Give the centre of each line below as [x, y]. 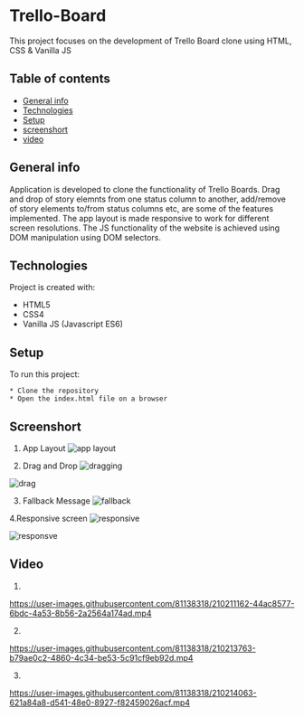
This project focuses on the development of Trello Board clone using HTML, [151, 41]
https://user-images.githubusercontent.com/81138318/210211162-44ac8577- [152, 603]
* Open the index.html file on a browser [89, 399]
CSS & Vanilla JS [41, 50]
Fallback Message [56, 501]
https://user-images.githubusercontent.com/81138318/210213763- [133, 648]
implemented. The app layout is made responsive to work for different [139, 218]
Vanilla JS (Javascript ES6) [73, 324]
